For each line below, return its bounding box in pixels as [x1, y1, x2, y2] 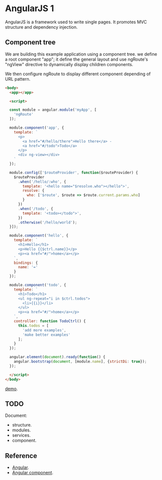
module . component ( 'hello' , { [9, 233, 69, 238]
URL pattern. [5, 76, 31, 82]
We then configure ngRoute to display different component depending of [5, 71, 151, 77]
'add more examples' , [22, 327, 67, 333]
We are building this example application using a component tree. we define [5, 51, 157, 57]
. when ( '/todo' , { [18, 206, 54, 211]
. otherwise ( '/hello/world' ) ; [18, 220, 77, 225]
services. [12, 432, 31, 438]
